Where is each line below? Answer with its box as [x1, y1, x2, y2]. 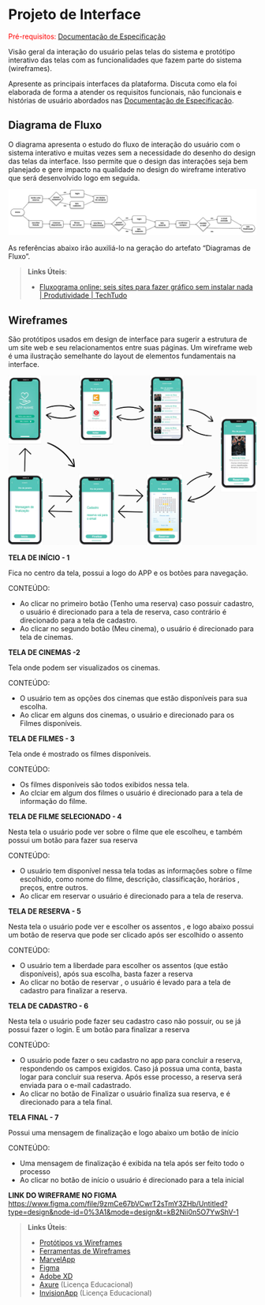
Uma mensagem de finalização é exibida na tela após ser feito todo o [19, 1158, 244, 1169]
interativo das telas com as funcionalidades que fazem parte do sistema [8, 55, 242, 65]
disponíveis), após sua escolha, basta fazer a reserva [19, 969, 193, 979]
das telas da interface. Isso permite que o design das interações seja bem [8, 156, 248, 166]
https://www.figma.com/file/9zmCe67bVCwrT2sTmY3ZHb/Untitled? [8, 1199, 228, 1209]
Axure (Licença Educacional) [39, 1280, 133, 1289]
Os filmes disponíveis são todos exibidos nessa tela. [19, 780, 189, 790]
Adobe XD [39, 1272, 73, 1281]
